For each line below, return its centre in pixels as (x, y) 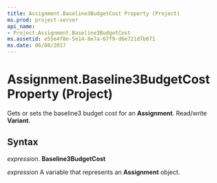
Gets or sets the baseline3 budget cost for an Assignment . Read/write (107, 113)
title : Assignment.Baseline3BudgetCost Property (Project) (94, 13)
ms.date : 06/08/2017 (37, 45)
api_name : (21, 26)
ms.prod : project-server (43, 20)
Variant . (19, 120)
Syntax (23, 142)
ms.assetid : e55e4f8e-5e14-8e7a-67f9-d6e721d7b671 (81, 39)
